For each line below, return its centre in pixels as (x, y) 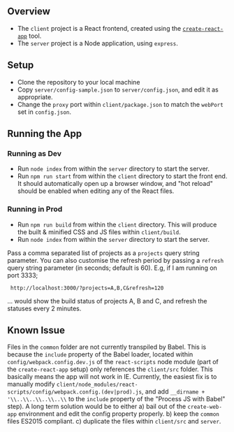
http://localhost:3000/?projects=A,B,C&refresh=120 (87, 288)
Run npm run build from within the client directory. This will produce (117, 224)
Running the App (45, 134)
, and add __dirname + (173, 391)
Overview (29, 12)
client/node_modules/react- (97, 385)
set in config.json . (44, 112)
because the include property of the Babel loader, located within (100, 354)
